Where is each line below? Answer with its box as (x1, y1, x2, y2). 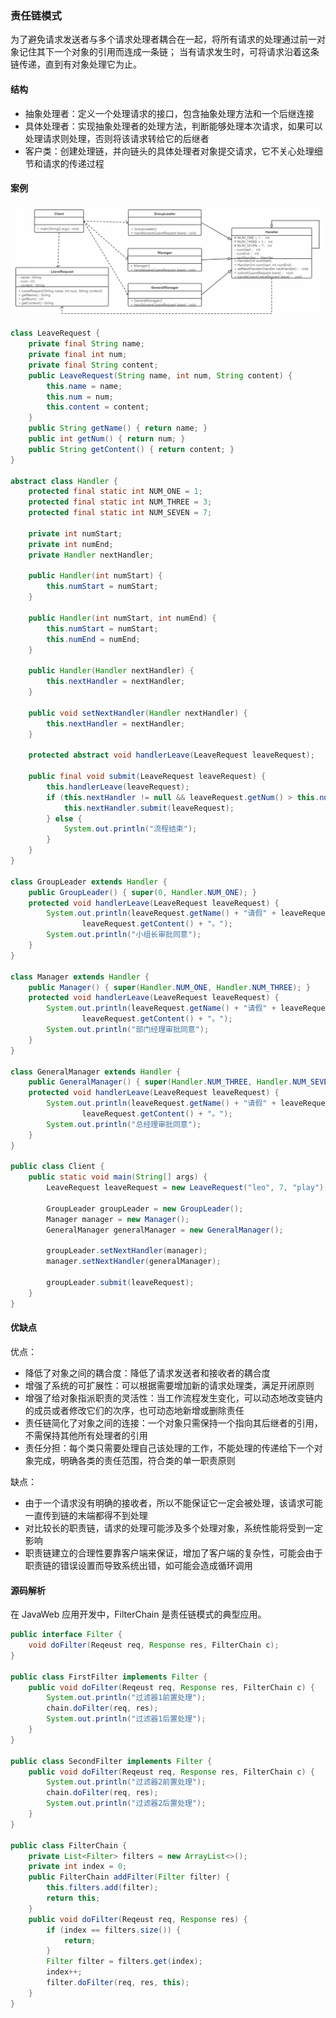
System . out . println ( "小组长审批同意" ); (46, 930, 202, 940)
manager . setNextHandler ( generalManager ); (46, 1257, 222, 1267)
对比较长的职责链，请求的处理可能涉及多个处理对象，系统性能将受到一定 (24, 1522, 323, 1534)
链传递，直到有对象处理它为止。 (10, 58, 142, 71)
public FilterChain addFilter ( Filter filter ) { (28, 1872, 230, 1882)
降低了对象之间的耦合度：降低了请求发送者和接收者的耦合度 (24, 1367, 271, 1379)
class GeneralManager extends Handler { (10, 1067, 182, 1077)
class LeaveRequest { (10, 328, 101, 339)
